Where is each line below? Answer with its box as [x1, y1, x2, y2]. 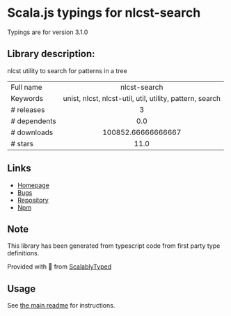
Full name [10, 82, 43, 92]
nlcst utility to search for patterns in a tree [7, 66, 127, 74]
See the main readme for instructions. [7, 301, 115, 310]
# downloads [10, 127, 54, 137]
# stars [10, 139, 33, 148]
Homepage [17, 181, 50, 189]
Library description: [7, 48, 95, 60]
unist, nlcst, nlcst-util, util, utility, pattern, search [63, 93, 221, 103]
